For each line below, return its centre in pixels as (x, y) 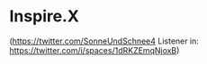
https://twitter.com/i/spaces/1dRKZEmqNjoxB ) (94, 50)
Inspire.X (44, 16)
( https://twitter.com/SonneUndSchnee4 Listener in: (104, 41)
